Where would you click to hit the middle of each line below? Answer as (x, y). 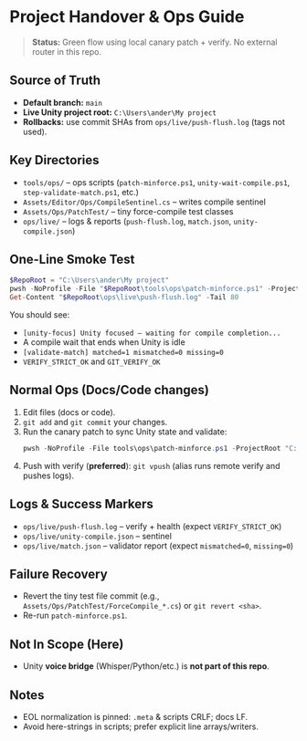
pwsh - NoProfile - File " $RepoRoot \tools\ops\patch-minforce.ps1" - (141, 289)
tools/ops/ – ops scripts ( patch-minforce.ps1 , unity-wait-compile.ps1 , (156, 182)
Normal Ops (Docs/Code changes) (110, 390)
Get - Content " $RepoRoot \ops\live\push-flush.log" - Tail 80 (124, 297)
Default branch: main (63, 102)
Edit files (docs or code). (69, 412)
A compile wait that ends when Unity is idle (104, 342)
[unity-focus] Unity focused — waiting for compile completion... (152, 333)
